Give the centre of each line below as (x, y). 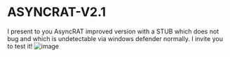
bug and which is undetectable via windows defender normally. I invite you (115, 38)
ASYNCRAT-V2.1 (57, 12)
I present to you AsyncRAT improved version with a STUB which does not (113, 31)
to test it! (20, 46)
